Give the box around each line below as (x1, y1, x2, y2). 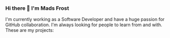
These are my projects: (5, 27, 54, 33)
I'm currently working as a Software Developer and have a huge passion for (5, 16, 165, 23)
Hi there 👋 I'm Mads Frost (5, 5, 69, 12)
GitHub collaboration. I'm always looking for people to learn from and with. (5, 22, 162, 28)
